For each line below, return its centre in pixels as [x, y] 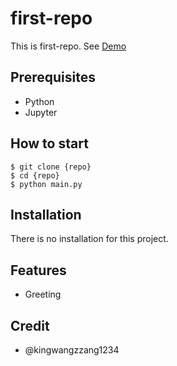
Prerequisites [53, 77]
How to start [49, 143]
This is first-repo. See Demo [68, 46]
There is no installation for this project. [89, 239]
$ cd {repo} [35, 175]
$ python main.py [46, 184]
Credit [30, 325]
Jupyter [41, 112]
